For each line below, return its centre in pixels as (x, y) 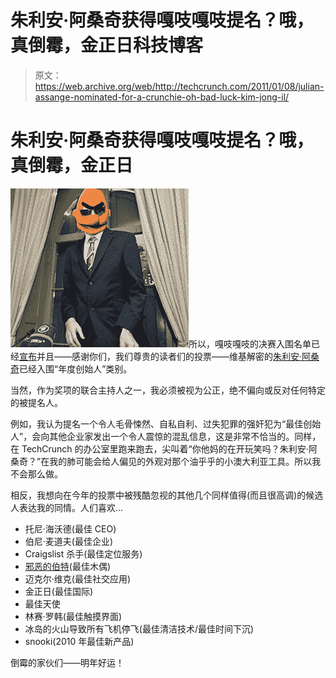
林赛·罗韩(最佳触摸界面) (73, 616)
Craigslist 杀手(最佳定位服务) (83, 553)
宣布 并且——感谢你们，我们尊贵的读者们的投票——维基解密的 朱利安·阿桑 (169, 356)
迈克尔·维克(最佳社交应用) (78, 578)
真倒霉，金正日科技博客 (107, 45)
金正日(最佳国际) (59, 591)
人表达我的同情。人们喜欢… (67, 507)
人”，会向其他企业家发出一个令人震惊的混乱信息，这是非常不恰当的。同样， (166, 436)
